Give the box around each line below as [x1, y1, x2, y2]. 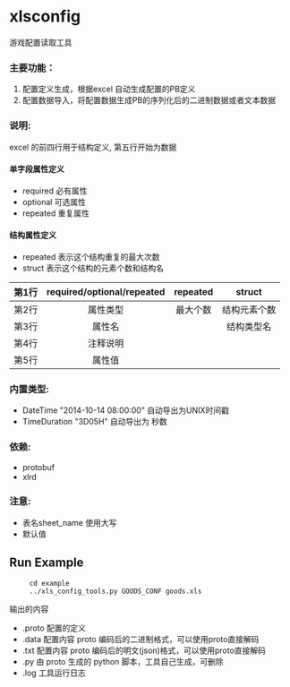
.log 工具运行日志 [21, 667, 87, 678]
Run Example [9, 555, 84, 571]
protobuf [21, 461, 55, 472]
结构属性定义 [9, 230, 56, 241]
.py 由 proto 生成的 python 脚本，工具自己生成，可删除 [21, 656, 224, 666]
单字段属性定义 [9, 164, 64, 175]
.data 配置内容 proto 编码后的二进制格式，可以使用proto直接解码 [21, 633, 260, 644]
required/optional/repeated [46, 285, 166, 297]
